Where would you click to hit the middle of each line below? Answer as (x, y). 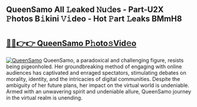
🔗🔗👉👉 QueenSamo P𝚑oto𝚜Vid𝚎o (71, 43)
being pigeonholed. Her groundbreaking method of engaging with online (94, 66)
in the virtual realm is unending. (44, 98)
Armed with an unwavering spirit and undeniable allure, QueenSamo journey (99, 91)
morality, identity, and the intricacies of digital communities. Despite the (93, 79)
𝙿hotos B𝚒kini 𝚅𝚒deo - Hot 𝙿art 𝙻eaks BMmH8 (94, 19)
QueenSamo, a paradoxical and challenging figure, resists (114, 60)
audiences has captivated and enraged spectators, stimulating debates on (96, 73)
